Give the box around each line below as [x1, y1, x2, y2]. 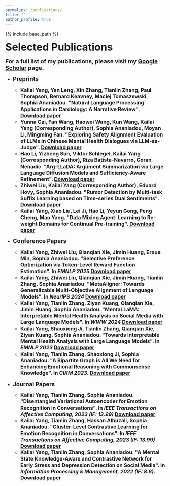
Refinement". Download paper [20, 176, 95, 183]
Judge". [20, 144, 40, 151]
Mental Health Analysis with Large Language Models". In [20, 338, 160, 345]
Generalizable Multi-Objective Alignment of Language [20, 287, 154, 294]
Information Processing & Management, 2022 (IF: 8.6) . [20, 468, 156, 475]
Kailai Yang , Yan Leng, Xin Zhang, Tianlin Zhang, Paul [20, 87, 152, 94]
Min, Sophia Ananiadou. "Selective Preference [20, 255, 135, 262]
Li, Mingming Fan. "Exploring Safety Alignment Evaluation [20, 131, 163, 138]
